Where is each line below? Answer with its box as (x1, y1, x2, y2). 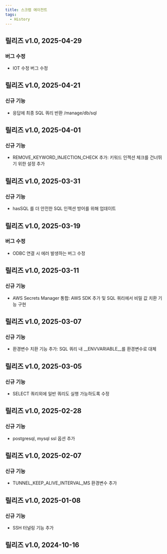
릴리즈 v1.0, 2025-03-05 (5, 362, 82, 371)
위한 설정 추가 (18, 161, 45, 167)
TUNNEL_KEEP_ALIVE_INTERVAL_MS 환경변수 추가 (12, 480, 117, 486)
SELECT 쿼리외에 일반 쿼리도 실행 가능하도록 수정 (12, 391, 110, 397)
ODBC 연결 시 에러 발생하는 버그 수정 (12, 250, 86, 256)
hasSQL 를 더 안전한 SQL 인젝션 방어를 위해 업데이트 (12, 206, 116, 212)
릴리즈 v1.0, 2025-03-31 (5, 176, 81, 186)
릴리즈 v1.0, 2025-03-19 (5, 222, 81, 230)
